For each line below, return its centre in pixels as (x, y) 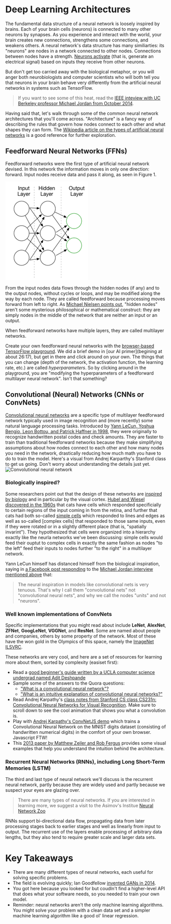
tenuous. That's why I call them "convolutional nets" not (77, 590)
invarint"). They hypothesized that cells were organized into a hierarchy (80, 532)
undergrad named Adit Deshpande (49, 678)
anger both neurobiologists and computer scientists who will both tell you (82, 77)
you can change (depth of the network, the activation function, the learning (84, 362)
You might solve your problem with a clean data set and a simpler (81, 910)
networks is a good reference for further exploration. (61, 135)
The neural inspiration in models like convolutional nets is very (83, 584)
